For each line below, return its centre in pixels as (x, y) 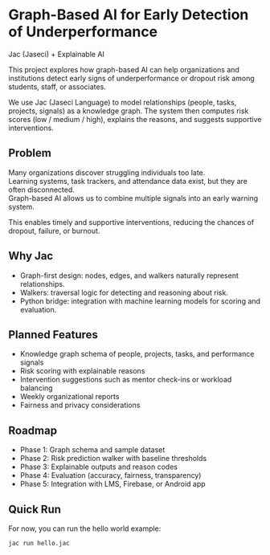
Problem (30, 153)
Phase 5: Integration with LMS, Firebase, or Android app (113, 484)
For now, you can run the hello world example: (85, 528)
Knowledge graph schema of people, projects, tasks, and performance (137, 354)
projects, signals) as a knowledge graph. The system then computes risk (129, 111)
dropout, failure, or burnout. (54, 231)
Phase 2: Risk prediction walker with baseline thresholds (113, 459)
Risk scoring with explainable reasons (82, 371)
